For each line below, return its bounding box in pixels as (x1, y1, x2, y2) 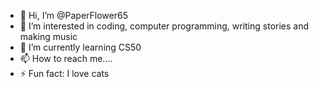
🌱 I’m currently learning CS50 (19, 41, 142, 53)
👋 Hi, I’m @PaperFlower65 (19, 10, 128, 21)
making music (19, 31, 78, 42)
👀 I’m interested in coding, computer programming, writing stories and (19, 20, 310, 32)
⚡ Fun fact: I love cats (19, 68, 110, 79)
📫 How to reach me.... (19, 53, 113, 64)
